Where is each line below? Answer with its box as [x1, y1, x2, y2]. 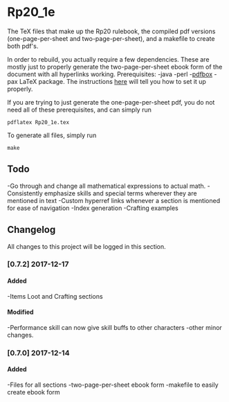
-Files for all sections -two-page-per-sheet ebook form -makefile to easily [7, 381, 219, 389]
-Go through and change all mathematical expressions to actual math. [7, 182, 206, 190]
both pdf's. [7, 42, 39, 50]
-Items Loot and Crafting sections [7, 292, 103, 300]
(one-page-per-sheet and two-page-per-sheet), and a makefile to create [7, 34, 215, 42]
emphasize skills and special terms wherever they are [44, 189, 197, 198]
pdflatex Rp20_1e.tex [7, 119, 70, 125]
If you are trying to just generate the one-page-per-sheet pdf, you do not [7, 98, 215, 106]
